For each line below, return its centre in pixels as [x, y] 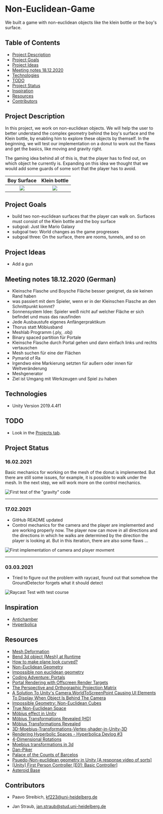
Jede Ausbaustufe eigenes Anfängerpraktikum [59, 322]
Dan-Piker [22, 749]
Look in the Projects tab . [36, 433]
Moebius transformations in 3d [43, 744]
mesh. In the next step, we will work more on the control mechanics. [73, 483]
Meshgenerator [27, 373]
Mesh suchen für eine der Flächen [46, 353]
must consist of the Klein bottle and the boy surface [64, 222]
